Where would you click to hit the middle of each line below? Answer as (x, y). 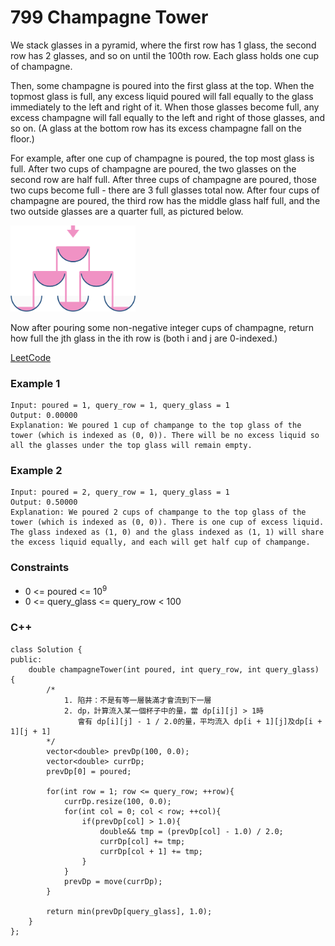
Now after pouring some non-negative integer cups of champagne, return (162, 327)
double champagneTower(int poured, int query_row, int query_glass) (174, 669)
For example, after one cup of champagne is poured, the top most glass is (162, 158)
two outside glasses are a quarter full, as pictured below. (127, 211)
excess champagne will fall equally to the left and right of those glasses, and (168, 117)
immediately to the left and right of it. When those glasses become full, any (165, 107)
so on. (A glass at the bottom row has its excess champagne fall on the (156, 128)
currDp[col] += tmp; (142, 841)
